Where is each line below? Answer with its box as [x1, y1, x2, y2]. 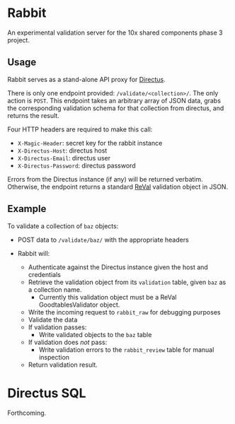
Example [7, 203, 47, 215]
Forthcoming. [7, 408, 47, 417]
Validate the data [28, 315, 78, 324]
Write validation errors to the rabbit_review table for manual [38, 345, 214, 354]
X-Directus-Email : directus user [17, 153, 111, 162]
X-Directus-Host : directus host [17, 146, 108, 155]
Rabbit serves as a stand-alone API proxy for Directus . [7, 75, 166, 83]
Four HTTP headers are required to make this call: [7, 125, 153, 134]
